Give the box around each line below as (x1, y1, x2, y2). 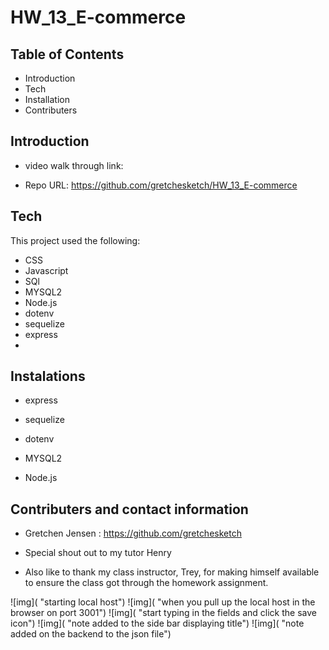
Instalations (10, 368, 86, 385)
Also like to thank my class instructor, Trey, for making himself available (24, 566, 320, 578)
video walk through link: (24, 159, 124, 171)
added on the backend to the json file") (10, 628, 172, 640)
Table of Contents (10, 46, 125, 63)
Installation (24, 94, 71, 105)
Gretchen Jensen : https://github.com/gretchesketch (24, 527, 242, 540)
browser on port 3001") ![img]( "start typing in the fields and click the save (10, 607, 317, 619)
